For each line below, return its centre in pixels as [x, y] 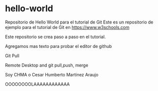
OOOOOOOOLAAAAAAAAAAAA [37, 84]
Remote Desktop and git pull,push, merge [47, 65]
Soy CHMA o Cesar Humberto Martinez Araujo [52, 74]
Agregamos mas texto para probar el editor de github [59, 46]
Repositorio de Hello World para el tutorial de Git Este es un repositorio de [79, 22]
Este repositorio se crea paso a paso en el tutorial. [55, 37]
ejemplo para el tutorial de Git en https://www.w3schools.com [67, 27]
